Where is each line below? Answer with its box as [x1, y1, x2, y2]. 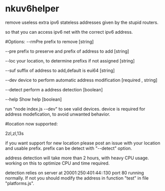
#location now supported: [5, 121, 58, 127]
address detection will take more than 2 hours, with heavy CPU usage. [5, 155, 149, 161]
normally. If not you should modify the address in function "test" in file [5, 175, 149, 181]
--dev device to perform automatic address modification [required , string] [5, 77, 158, 83]
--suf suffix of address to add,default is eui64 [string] [5, 67, 115, 73]
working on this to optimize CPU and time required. [5, 160, 110, 166]
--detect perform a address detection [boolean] [5, 86, 103, 92]
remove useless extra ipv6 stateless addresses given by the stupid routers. [5, 19, 159, 25]
